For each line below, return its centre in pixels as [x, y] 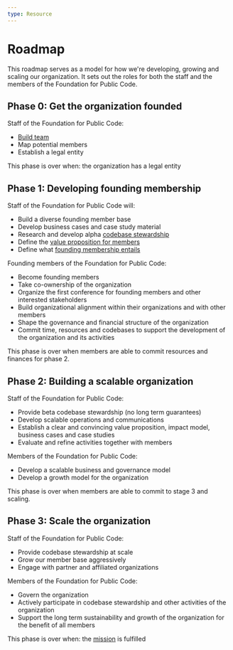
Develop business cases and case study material [89, 227]
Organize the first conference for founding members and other [109, 292]
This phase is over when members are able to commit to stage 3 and [108, 491]
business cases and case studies [66, 435]
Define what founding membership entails [79, 250]
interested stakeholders [52, 300]
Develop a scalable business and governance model [94, 470]
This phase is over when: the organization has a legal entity [94, 166]
